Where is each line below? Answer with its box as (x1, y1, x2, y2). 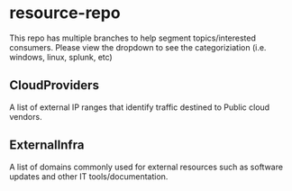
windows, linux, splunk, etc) (9, 51, 113, 62)
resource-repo (9, 3, 121, 23)
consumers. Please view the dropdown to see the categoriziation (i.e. (9, 41, 267, 52)
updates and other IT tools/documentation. (9, 170, 169, 182)
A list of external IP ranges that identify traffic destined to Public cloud (9, 102, 270, 113)
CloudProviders (9, 77, 99, 93)
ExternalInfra (9, 138, 85, 153)
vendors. (9, 111, 42, 122)
